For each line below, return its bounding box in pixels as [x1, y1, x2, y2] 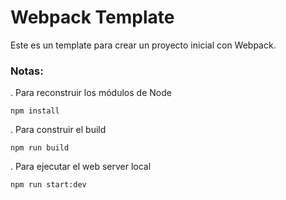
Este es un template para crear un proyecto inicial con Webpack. [10, 39, 277, 51]
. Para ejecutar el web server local [10, 161, 152, 173]
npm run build [10, 143, 70, 153]
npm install [10, 106, 60, 116]
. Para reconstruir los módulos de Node [10, 87, 172, 99]
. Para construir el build [10, 124, 107, 136]
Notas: [10, 64, 44, 78]
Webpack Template [10, 6, 175, 29]
